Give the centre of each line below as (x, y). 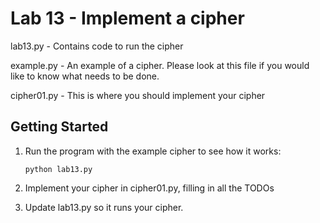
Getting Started (59, 127)
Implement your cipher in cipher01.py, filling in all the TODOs (149, 188)
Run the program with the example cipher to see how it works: (153, 151)
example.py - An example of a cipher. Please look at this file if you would (160, 65)
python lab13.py (58, 169)
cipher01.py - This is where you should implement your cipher (138, 95)
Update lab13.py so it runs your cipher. (104, 207)
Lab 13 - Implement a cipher (127, 18)
